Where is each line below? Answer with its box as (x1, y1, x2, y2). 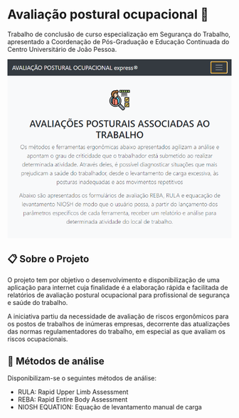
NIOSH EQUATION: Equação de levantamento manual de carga (17, 403, 203, 412)
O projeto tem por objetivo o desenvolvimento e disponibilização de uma (7, 275, 221, 284)
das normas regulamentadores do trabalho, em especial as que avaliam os (7, 327, 225, 336)
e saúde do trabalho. (7, 298, 68, 306)
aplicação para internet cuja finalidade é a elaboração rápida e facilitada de (7, 283, 228, 291)
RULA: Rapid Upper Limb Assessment (17, 387, 129, 397)
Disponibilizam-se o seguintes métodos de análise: (7, 374, 156, 382)
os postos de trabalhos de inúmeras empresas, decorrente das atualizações (7, 319, 230, 328)
